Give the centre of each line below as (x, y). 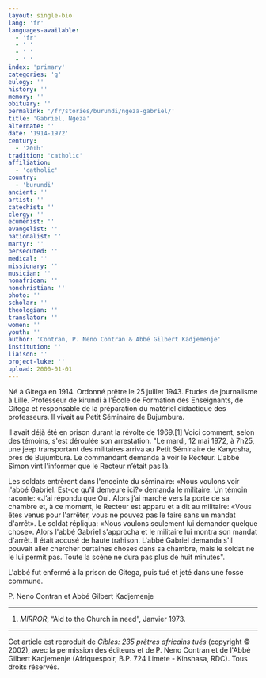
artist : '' (26, 200)
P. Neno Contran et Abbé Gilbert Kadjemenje (81, 596)
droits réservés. (34, 667)
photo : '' (25, 295)
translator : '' (33, 318)
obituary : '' (30, 104)
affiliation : (30, 163)
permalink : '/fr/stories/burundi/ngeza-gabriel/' (92, 112)
